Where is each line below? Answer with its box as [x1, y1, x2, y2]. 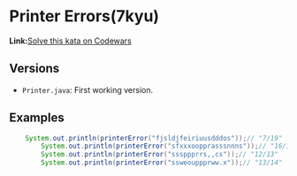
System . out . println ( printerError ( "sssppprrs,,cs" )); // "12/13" [41, 150, 278, 159]
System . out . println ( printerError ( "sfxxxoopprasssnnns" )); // [41, 142, 267, 151]
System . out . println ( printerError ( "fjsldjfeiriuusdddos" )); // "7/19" [25, 134, 283, 142]
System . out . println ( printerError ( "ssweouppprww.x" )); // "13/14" [41, 158, 283, 167]
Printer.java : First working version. [21, 84, 153, 95]
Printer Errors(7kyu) [9, 6, 160, 27]
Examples [9, 111, 65, 126]
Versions [9, 61, 60, 76]
